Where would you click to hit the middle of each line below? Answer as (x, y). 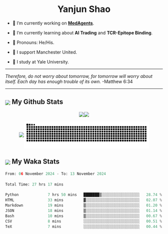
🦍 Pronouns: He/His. (33, 42)
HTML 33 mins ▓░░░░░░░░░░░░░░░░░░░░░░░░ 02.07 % (84, 200)
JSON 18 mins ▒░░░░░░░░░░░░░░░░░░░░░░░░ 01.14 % (84, 210)
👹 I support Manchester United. (45, 52)
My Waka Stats (36, 162)
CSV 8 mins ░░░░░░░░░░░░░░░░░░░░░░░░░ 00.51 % (84, 221)
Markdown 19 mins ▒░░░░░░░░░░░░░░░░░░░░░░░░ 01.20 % (84, 205)
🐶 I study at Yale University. (40, 61)
